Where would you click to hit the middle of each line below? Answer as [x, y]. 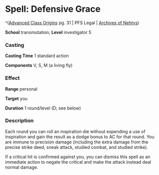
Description [19, 121]
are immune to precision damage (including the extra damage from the [77, 142]
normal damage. [22, 167]
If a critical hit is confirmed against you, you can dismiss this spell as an [78, 157]
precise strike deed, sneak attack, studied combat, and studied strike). [77, 147]
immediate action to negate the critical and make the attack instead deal [78, 162]
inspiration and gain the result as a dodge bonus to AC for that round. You [80, 137]
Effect [13, 78]
